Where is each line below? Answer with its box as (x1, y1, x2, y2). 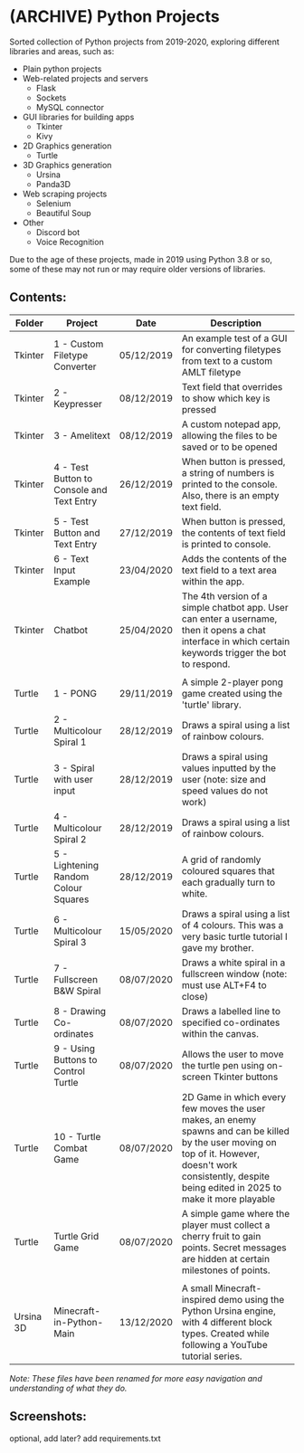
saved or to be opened (181, 441, 278, 453)
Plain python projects (22, 63, 102, 74)
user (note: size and (181, 773, 267, 785)
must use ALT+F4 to (181, 979, 267, 992)
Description (210, 317, 262, 329)
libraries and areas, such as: (9, 45, 115, 56)
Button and (53, 527, 101, 539)
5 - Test (53, 515, 89, 527)
